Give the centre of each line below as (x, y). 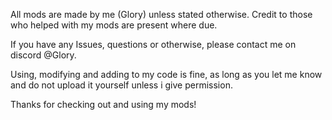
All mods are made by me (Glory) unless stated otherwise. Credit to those (161, 14)
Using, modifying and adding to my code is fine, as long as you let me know (166, 74)
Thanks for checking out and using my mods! (103, 104)
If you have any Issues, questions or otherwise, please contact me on (153, 44)
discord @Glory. (43, 55)
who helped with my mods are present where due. (114, 25)
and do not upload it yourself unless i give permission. (121, 85)
